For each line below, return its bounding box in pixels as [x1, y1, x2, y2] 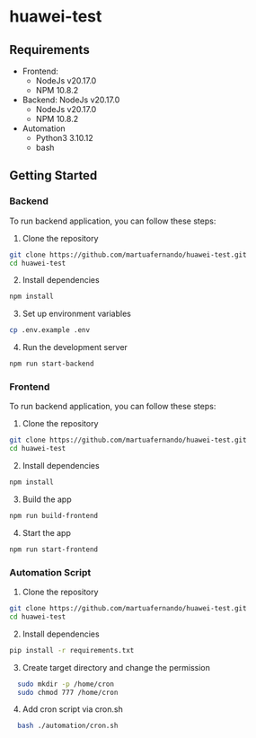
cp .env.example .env [9, 326, 91, 335]
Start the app [22, 527, 72, 538]
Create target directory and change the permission [22, 662, 211, 672]
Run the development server [22, 342, 128, 353]
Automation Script [9, 566, 92, 578]
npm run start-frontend [9, 545, 99, 554]
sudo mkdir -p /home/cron [17, 680, 115, 689]
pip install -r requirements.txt [9, 646, 135, 655]
